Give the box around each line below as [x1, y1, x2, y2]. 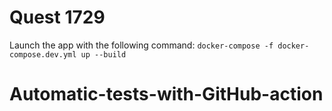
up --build [80, 49, 127, 60]
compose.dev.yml [9, 49, 77, 60]
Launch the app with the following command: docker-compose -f [9, 39, 274, 51]
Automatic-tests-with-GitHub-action [9, 83, 324, 106]
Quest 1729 [9, 6, 106, 29]
